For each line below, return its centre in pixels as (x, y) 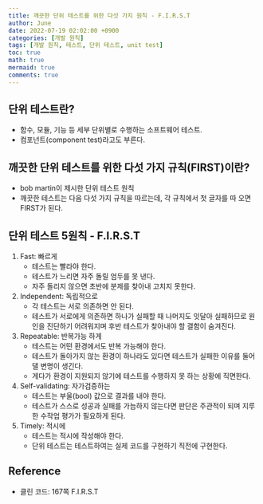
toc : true (25, 53)
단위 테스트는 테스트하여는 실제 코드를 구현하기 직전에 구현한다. (130, 446)
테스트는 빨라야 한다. (64, 266)
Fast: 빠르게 (39, 257)
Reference (35, 471)
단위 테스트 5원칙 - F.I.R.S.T (75, 236)
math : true (26, 61)
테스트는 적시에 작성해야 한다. (77, 436)
